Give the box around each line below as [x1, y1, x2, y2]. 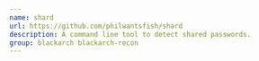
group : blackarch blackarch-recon [9, 38, 139, 48]
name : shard [9, 13, 54, 22]
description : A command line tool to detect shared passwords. [9, 30, 252, 39]
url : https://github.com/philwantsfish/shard [9, 22, 183, 30]
